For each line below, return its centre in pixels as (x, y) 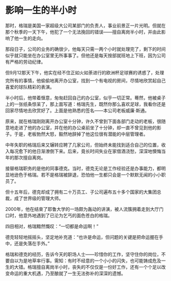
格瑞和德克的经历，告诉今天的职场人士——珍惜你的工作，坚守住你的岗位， (83, 254)
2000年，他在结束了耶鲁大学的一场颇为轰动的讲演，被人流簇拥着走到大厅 (82, 209)
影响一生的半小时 (41, 10)
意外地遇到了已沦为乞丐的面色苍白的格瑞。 (67, 215)
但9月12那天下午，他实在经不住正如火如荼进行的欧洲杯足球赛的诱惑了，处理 (85, 72)
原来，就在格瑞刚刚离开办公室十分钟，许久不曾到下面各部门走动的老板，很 (83, 121)
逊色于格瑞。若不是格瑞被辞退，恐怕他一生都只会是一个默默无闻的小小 (88, 175)
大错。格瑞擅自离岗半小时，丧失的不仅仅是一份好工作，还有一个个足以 (88, 267)
